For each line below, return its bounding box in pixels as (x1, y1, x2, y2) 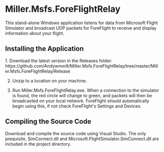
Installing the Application (5, 44, 84, 53)
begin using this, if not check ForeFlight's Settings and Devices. (12, 103, 142, 109)
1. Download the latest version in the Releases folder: (5, 58, 112, 64)
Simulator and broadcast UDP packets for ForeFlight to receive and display (5, 25, 157, 31)
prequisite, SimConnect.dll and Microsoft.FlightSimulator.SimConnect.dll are (5, 136, 159, 142)
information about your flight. (5, 30, 65, 36)
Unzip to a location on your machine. (12, 77, 87, 83)
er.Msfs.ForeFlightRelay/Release (5, 68, 70, 74)
